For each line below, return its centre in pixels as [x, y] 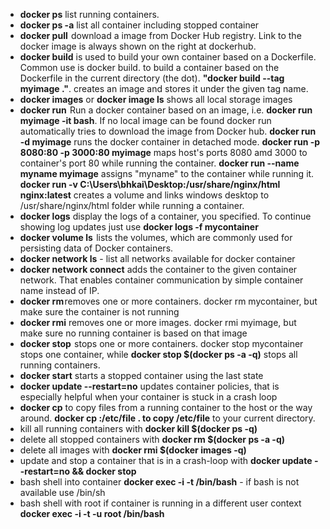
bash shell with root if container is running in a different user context [160, 503]
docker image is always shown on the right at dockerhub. [138, 46]
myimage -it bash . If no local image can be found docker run [145, 120]
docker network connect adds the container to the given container [158, 269]
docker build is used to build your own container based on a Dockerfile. [168, 57]
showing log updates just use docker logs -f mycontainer [139, 227]
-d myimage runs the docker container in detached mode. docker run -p [170, 142]
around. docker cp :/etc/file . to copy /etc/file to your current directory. [167, 418]
